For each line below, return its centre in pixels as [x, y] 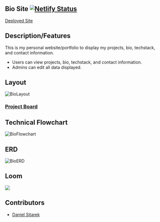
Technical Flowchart [36, 122]
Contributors [25, 203]
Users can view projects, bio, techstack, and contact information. [77, 62]
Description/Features [38, 36]
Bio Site [17, 9]
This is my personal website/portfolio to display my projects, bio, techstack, [80, 48]
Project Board [21, 107]
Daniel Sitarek [26, 214]
